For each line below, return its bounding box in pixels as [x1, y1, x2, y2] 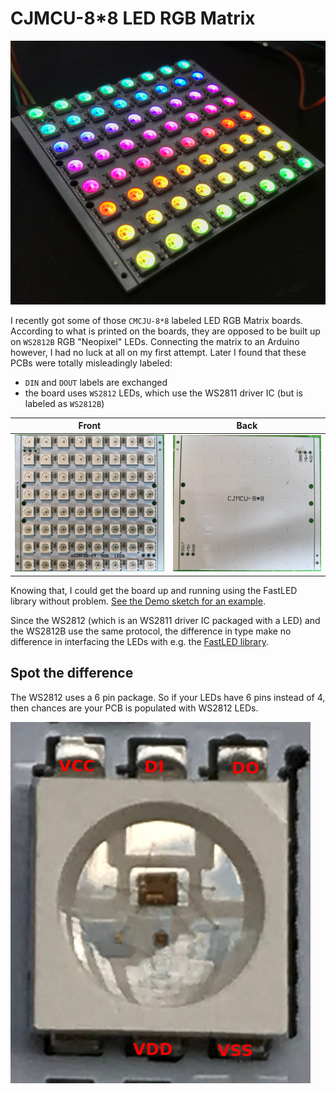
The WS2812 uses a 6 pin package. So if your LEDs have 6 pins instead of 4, [10, 691, 326, 703]
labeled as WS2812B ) [24, 397, 105, 409]
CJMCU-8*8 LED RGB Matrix [10, 7, 256, 30]
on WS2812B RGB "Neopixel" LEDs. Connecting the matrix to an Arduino [10, 335, 300, 347]
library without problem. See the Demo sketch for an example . [10, 595, 266, 607]
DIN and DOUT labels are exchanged [24, 376, 168, 388]
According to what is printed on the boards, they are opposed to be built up [10, 325, 321, 337]
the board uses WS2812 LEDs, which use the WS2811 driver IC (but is [24, 387, 304, 399]
